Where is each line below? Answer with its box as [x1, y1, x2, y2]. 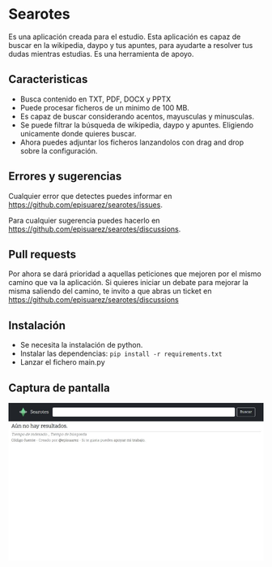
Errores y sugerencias [8, 170, 122, 184]
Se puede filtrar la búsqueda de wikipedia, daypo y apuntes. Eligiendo [19, 119, 253, 130]
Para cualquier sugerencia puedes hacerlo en [8, 215, 160, 225]
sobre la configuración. [19, 145, 98, 155]
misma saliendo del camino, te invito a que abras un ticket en [8, 286, 212, 296]
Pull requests [8, 247, 77, 261]
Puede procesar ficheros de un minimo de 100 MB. [19, 102, 190, 112]
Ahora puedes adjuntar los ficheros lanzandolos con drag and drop [19, 137, 244, 147]
